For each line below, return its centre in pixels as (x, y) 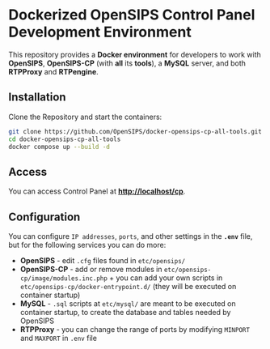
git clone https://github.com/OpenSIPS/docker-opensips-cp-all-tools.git (135, 131)
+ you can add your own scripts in (166, 278)
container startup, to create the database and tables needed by (125, 312)
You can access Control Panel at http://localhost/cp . (97, 191)
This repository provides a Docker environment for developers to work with (135, 54)
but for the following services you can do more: (87, 245)
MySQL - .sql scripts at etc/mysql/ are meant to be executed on (128, 304)
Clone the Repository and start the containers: (85, 117)
